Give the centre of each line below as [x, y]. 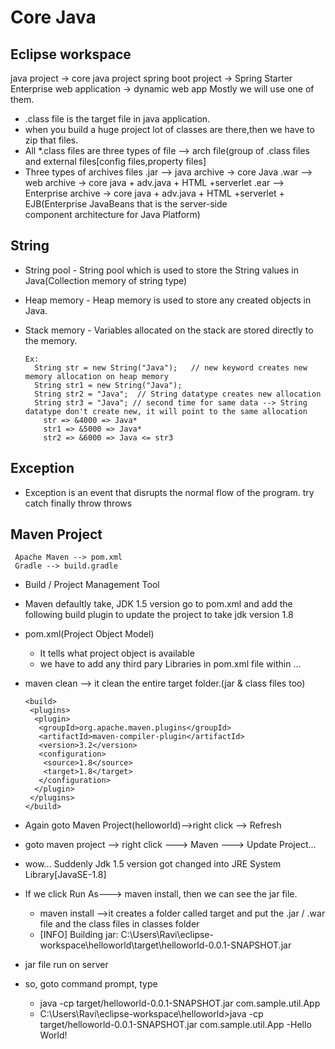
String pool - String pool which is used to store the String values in [161, 270]
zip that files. [51, 140]
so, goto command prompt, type [91, 984]
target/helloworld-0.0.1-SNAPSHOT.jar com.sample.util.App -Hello [175, 1025]
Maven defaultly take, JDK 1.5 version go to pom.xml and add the [158, 604]
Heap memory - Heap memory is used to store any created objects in [168, 300]
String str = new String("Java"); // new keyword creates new [171, 367]
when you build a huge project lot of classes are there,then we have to [169, 129]
